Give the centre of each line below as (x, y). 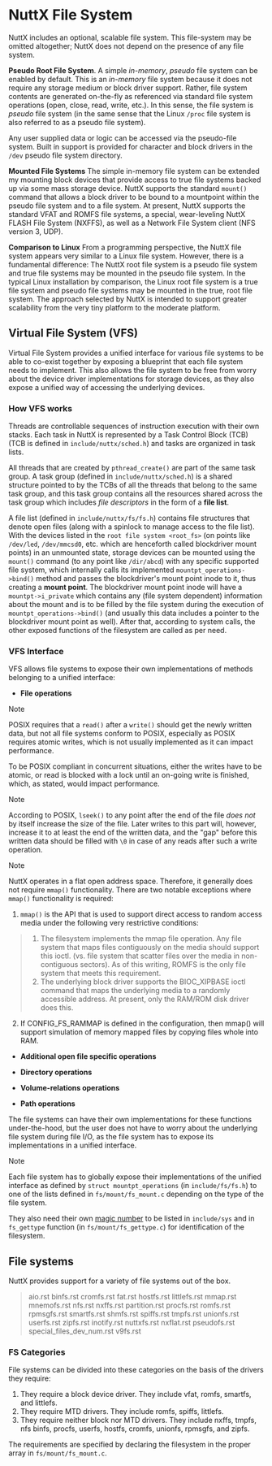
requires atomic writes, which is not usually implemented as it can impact (131, 742)
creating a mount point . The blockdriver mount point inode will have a (125, 588)
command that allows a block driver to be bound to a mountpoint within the (134, 197)
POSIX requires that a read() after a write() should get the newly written (130, 725)
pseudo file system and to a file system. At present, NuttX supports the (127, 206)
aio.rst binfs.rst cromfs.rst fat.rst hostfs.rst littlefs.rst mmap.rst (132, 1297)
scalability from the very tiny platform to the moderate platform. (114, 307)
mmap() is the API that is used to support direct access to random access (141, 914)
